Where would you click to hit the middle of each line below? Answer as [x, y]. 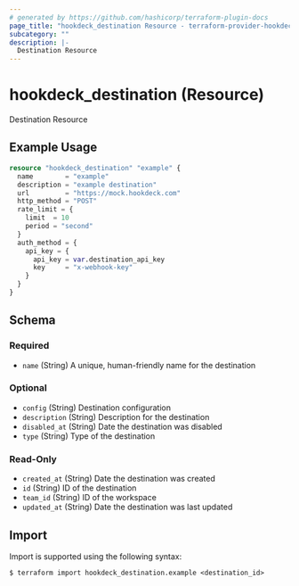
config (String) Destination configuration [97, 408]
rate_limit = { [45, 210]
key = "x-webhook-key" [83, 268]
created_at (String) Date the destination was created [118, 479]
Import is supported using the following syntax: [96, 556]
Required [29, 346]
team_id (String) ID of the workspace [89, 498]
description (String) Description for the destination [116, 417]
